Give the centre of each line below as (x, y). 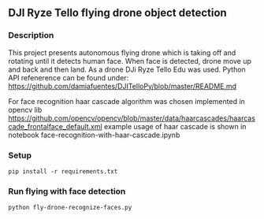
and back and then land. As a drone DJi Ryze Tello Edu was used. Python (127, 69)
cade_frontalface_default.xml (55, 126)
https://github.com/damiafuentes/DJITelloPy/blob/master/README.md (123, 86)
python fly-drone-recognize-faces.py (70, 208)
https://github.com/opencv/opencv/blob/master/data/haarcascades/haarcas (132, 118)
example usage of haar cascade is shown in (175, 126)
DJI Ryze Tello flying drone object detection (117, 13)
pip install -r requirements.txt (63, 171)
